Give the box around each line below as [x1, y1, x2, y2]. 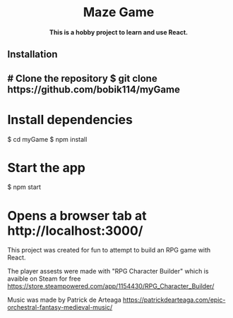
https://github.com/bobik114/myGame [7, 83, 180, 95]
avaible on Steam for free [7, 274, 81, 283]
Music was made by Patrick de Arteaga [7, 295, 121, 304]
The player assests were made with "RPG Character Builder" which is [7, 267, 209, 276]
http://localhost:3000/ [7, 223, 143, 238]
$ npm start [7, 183, 41, 191]
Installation [7, 49, 58, 61]
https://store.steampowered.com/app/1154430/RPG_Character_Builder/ [7, 282, 215, 291]
